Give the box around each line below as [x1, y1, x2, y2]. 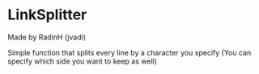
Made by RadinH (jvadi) [7, 32, 87, 42]
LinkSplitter [7, 6, 87, 24]
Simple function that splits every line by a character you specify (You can [7, 47, 252, 57]
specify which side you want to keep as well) [7, 56, 158, 66]
